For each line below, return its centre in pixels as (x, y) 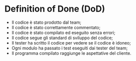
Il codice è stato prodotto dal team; (46, 22)
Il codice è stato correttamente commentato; (56, 27)
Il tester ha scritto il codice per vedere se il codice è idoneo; (71, 43)
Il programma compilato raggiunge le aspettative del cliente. (71, 53)
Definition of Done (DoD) (55, 9)
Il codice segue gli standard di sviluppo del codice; (62, 38)
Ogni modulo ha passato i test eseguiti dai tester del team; (69, 48)
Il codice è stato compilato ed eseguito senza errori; (63, 32)
